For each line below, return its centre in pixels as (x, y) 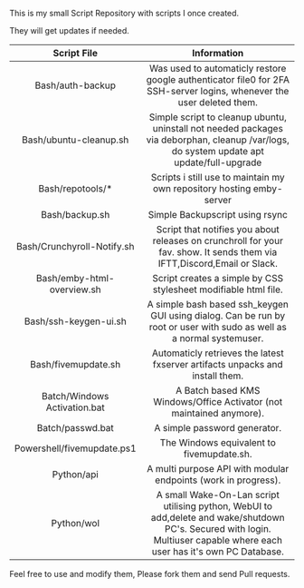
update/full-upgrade (218, 162)
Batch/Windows (76, 396)
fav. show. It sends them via (218, 252)
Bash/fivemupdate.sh (76, 364)
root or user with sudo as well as (218, 327)
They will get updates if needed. (69, 30)
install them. (218, 376)
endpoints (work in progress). (218, 480)
